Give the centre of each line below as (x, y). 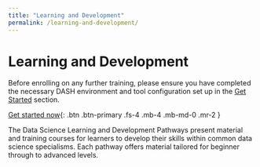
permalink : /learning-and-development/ (73, 23)
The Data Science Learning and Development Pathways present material (126, 130)
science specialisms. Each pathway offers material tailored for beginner (124, 147)
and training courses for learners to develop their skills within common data (130, 139)
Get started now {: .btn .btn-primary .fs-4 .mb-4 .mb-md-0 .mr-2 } (115, 115)
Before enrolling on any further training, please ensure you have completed (130, 83)
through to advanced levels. (53, 155)
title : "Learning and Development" (66, 15)
